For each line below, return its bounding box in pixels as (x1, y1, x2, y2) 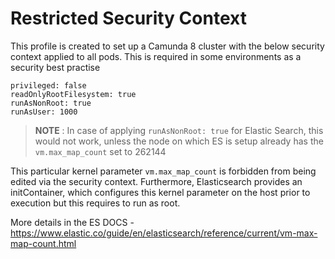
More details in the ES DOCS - (10, 216, 135, 228)
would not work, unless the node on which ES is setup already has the (34, 135, 324, 147)
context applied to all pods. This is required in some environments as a (10, 50, 302, 62)
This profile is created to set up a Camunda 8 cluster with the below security (10, 40, 325, 52)
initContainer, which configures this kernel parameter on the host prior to (10, 186, 311, 198)
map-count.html (10, 237, 77, 249)
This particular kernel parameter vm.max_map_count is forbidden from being (10, 165, 317, 177)
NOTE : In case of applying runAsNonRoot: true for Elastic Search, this (34, 124, 324, 136)
